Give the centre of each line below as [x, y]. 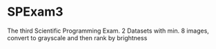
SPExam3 [35, 12]
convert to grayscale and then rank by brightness [77, 37]
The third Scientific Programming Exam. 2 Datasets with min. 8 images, [108, 31]
